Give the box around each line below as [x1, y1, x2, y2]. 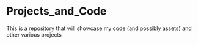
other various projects [6, 31, 62, 38]
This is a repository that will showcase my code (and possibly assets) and [6, 24, 192, 32]
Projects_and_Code [6, 4, 107, 18]
